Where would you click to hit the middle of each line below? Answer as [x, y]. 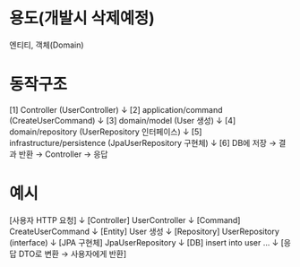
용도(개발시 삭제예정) [82, 18]
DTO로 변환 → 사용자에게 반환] [73, 254]
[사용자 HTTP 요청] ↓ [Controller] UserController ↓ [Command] [125, 220]
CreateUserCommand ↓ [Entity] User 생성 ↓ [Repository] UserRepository [145, 231]
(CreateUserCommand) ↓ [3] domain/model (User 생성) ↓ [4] [123, 120]
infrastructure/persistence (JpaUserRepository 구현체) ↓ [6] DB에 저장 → [143, 142]
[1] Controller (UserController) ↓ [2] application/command [116, 109]
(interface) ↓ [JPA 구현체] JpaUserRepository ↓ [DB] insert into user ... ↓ [144, 242]
